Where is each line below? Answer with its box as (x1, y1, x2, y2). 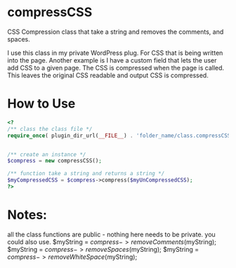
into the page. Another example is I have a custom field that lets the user (7, 56, 217, 64)
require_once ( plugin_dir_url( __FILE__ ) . (7, 132, 133, 139)
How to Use (7, 96, 76, 112)
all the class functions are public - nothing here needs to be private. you (7, 230, 216, 238)
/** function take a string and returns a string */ (7, 170, 165, 177)
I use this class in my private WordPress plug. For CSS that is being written (7, 49, 223, 57)
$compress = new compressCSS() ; (7, 158, 102, 165)
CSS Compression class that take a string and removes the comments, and (7, 27, 224, 36)
